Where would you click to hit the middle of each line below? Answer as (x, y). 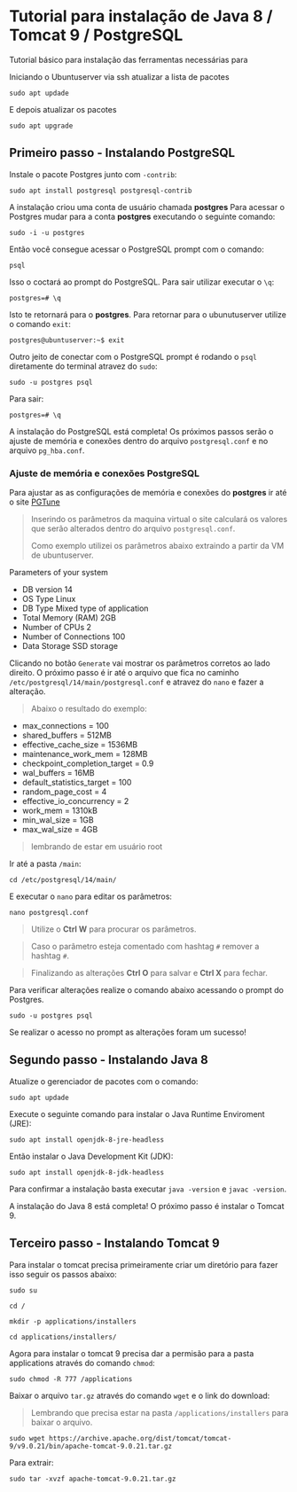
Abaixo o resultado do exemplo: (89, 709)
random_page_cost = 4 (64, 792)
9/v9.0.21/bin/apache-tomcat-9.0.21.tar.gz (91, 1446)
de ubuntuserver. (62, 555)
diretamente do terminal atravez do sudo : (83, 366)
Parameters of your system (59, 573)
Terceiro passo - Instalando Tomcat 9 (114, 1243)
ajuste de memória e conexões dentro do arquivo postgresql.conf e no (139, 441)
